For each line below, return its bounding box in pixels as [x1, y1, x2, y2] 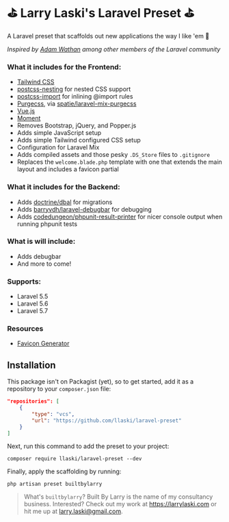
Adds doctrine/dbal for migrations [16, 198, 113, 206]
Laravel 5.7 [16, 307, 49, 315]
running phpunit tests [16, 219, 77, 228]
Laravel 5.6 [16, 299, 49, 308]
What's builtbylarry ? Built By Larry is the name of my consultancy [23, 493, 213, 501]
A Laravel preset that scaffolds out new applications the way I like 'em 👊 [7, 32, 210, 40]
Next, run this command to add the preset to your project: [7, 442, 170, 451]
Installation [7, 359, 56, 371]
